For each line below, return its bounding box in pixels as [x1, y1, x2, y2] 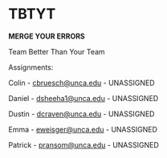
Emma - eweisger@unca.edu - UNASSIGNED [8, 124, 158, 134]
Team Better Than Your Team [8, 47, 106, 56]
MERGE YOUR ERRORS [8, 31, 86, 41]
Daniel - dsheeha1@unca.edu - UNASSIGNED [8, 93, 159, 103]
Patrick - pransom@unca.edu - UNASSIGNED [8, 140, 159, 149]
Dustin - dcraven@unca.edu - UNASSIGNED [8, 109, 155, 119]
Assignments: [8, 62, 54, 72]
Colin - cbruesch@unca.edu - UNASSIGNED [8, 78, 155, 87]
